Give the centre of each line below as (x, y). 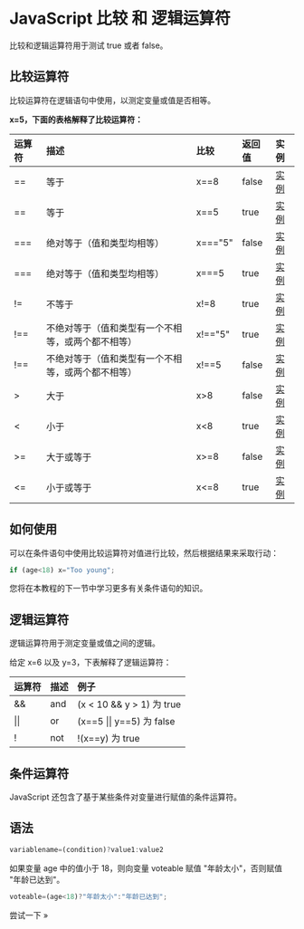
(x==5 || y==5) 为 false (126, 722)
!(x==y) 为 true (109, 739)
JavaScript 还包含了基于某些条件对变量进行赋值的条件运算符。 (126, 797)
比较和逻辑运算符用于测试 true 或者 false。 (89, 45)
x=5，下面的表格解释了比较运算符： (76, 120)
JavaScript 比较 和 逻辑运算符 (120, 19)
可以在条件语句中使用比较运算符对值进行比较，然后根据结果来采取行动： (144, 552)
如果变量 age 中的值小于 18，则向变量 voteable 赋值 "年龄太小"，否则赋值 (146, 868)
